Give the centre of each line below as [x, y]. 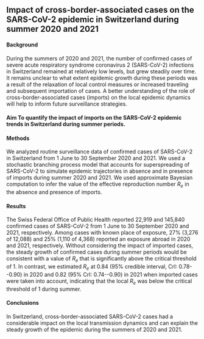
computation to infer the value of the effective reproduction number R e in [98, 185]
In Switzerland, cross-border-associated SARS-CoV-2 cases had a [90, 316]
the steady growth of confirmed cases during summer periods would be [97, 252]
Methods [18, 138]
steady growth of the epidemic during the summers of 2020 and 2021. [94, 329]
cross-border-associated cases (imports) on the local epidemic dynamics [98, 97]
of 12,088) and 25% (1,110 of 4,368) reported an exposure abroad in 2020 [98, 239]
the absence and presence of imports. [54, 192]
